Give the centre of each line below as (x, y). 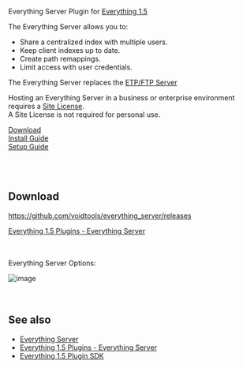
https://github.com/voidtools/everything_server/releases (100, 216)
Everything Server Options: (52, 263)
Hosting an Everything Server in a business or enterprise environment (121, 98)
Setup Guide (28, 146)
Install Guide (28, 138)
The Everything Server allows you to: (68, 26)
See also (30, 320)
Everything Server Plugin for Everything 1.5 (78, 11)
